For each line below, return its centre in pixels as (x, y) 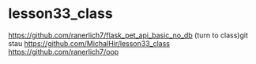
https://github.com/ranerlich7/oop (64, 52)
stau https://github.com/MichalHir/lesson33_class (89, 43)
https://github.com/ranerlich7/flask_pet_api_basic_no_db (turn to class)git (128, 35)
